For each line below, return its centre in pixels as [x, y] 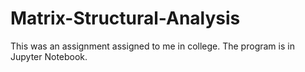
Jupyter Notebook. [49, 56]
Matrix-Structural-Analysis [125, 18]
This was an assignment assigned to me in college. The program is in [152, 46]
